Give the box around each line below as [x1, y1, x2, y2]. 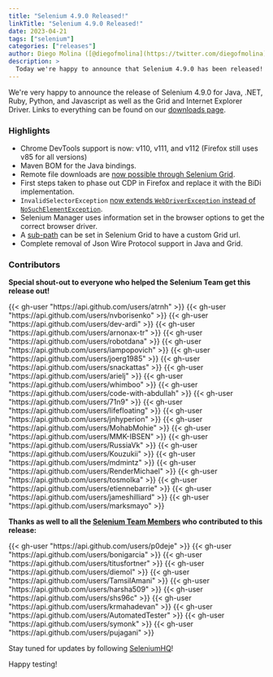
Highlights [8, 125, 50, 136]
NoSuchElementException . [19, 204, 103, 214]
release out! [8, 286, 50, 296]
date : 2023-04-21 [8, 27, 67, 35]
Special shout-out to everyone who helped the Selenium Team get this [8, 278, 251, 288]
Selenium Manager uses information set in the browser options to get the [19, 213, 265, 222]
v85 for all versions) [19, 152, 88, 162]
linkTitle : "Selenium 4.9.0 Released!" [8, 20, 144, 28]
